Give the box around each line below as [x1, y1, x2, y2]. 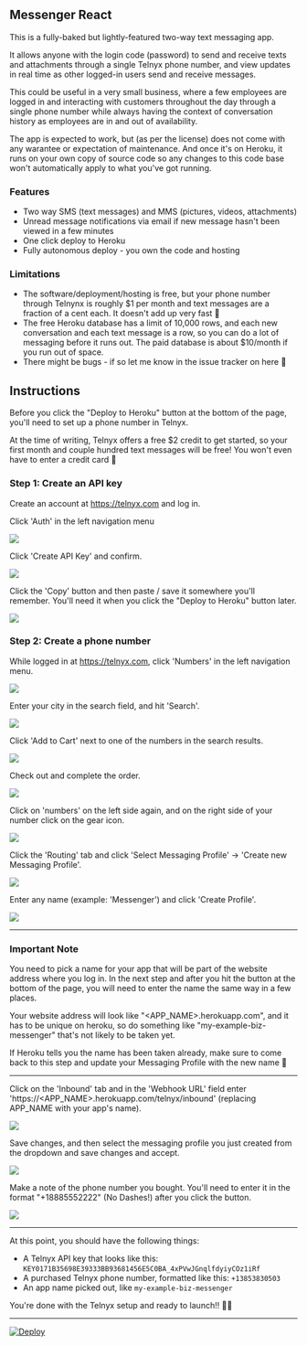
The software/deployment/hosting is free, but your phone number [22, 288, 271, 300]
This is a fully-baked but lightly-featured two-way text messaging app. [9, 31, 274, 42]
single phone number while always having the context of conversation [9, 105, 273, 117]
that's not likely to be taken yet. [58, 1030, 175, 1041]
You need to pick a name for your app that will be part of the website [9, 964, 268, 975]
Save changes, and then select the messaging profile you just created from [9, 1138, 292, 1148]
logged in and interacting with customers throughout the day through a [9, 96, 277, 107]
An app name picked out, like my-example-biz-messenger [22, 1282, 233, 1293]
